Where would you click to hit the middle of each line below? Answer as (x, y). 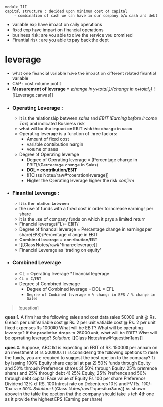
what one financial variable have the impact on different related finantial (84, 73)
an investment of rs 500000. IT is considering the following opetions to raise (81, 352)
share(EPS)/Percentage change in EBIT (59, 235)
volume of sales (43, 149)
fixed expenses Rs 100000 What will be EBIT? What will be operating (74, 327)
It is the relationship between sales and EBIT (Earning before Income (88, 118)
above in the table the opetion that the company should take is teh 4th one (80, 394)
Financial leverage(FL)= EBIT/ (49, 224)
